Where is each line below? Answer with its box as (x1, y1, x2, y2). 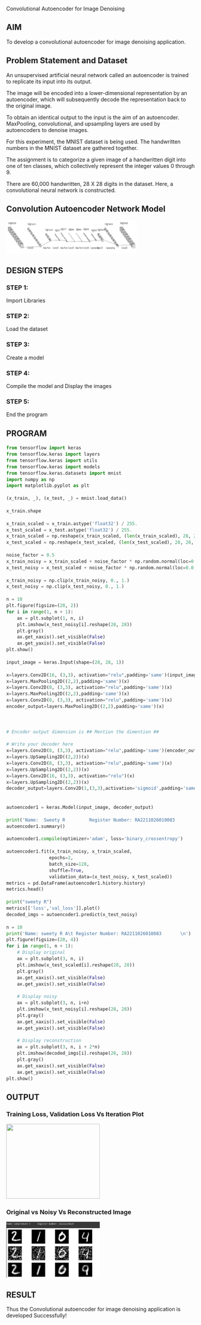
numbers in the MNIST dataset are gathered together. (6, 144, 138, 151)
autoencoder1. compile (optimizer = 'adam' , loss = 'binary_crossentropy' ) (6, 836, 184, 842)
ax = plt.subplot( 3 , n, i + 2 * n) (17, 1044, 100, 1050)
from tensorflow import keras (6, 445, 82, 451)
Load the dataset (6, 325, 48, 332)
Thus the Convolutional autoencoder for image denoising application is (6, 1306, 181, 1313)
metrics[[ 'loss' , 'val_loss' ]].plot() (6, 905, 100, 911)
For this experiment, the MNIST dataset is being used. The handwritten (6, 138, 181, 145)
